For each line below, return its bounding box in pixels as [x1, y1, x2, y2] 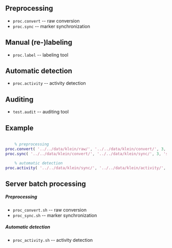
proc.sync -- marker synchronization [12, 23, 91, 29]
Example [5, 123, 34, 132]
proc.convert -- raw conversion [12, 17, 80, 24]
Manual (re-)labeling [5, 38, 73, 47]
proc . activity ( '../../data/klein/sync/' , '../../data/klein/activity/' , [5, 165, 166, 170]
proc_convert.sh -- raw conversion [12, 206, 87, 213]
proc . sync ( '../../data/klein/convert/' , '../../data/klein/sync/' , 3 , [5, 151, 161, 156]
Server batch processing [5, 179, 86, 188]
